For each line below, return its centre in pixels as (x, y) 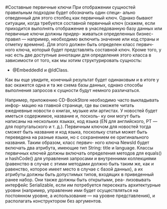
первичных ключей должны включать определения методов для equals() (83, 153)
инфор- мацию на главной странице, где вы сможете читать (70, 105)
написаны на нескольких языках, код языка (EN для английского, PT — (81, 121)
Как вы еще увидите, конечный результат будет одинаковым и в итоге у (82, 80)
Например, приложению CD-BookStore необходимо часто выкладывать (82, 100)
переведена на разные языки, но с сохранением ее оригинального (77, 137)
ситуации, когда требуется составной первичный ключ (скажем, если (80, 23)
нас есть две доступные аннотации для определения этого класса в (78, 55)
